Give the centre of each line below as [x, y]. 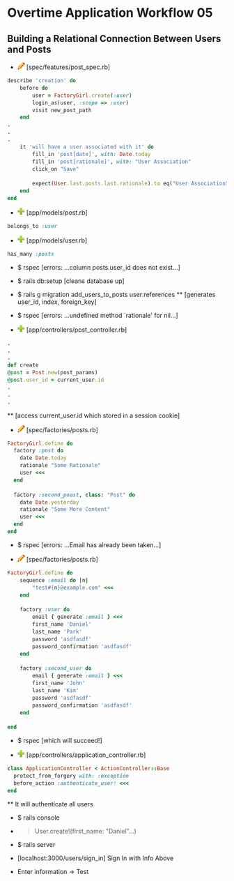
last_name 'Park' [57, 631]
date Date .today [44, 458]
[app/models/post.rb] [57, 212]
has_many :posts [31, 254]
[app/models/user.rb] [57, 240]
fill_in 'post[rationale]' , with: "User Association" [112, 162]
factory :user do [45, 610]
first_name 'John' [59, 683]
